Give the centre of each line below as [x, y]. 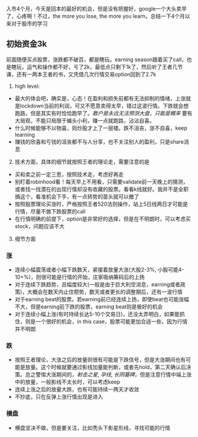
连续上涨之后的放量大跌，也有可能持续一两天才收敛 [77, 390]
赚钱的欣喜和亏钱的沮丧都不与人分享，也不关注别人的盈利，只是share [99, 142]
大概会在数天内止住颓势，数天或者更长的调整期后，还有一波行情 [105, 292]
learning [25, 135]
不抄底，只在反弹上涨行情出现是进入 [59, 397]
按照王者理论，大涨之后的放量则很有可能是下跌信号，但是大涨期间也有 [100, 360]
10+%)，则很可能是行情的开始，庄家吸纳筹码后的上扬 [79, 277]
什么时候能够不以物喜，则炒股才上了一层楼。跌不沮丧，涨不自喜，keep [101, 128]
